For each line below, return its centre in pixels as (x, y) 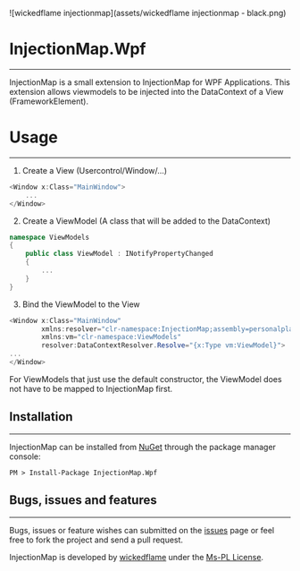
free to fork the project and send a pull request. (96, 540)
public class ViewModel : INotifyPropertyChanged (120, 254)
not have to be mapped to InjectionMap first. (91, 388)
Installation (41, 417)
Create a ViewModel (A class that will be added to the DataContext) (146, 221)
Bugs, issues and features (83, 500)
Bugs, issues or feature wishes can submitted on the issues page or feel (142, 530)
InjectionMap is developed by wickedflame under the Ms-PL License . (137, 557)
